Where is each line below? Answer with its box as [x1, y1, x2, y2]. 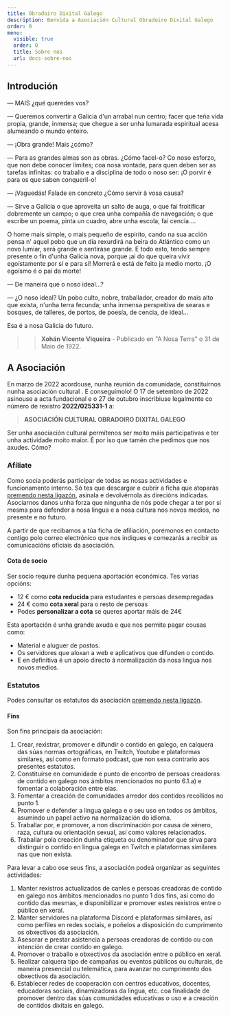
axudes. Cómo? [7, 444, 51, 452]
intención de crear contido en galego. [16, 943, 124, 951]
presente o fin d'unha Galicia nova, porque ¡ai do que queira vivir [7, 252, 191, 260]
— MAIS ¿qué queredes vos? [7, 99, 89, 107]
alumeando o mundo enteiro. [7, 127, 89, 135]
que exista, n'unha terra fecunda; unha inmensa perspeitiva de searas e [7, 300, 211, 309]
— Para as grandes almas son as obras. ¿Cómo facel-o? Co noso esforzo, [7, 153, 216, 162]
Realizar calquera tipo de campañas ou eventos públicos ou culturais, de [16, 957, 223, 966]
